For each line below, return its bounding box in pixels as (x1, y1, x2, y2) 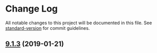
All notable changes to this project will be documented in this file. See (5, 20, 152, 26)
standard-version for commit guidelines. (5, 25, 90, 31)
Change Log (5, 3, 58, 15)
